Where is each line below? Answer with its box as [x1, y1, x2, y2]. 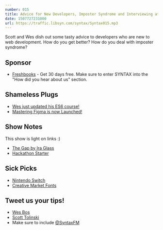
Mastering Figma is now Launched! [12, 108, 82, 114]
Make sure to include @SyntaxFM [12, 220, 80, 226]
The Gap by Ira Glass [12, 145, 54, 151]
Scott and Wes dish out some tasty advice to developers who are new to [5, 34, 150, 40]
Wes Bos [12, 210, 30, 215]
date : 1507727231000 [5, 16, 47, 21]
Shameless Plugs [5, 90, 58, 99]
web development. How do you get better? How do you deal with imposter [5, 39, 154, 45]
